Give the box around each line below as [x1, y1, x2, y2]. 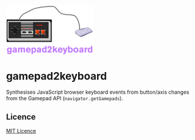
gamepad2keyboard [6, 69, 107, 83]
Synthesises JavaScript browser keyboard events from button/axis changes [6, 88, 190, 95]
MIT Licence [6, 128, 36, 135]
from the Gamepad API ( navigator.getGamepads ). [6, 95, 123, 102]
